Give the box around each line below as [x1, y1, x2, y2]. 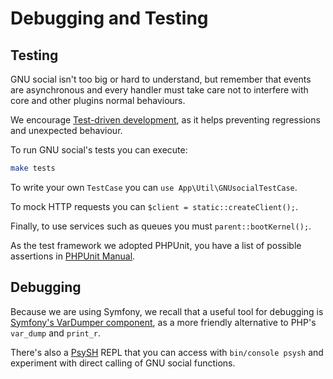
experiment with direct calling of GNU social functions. [10, 357, 236, 369]
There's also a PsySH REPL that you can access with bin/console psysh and [10, 346, 324, 358]
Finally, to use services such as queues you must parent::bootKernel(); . [10, 220, 312, 232]
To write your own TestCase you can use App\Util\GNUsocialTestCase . [10, 181, 298, 193]
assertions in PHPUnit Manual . [10, 250, 136, 262]
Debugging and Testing [10, 7, 209, 30]
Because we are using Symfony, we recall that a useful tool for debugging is [10, 305, 324, 317]
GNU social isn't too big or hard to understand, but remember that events [10, 73, 312, 85]
